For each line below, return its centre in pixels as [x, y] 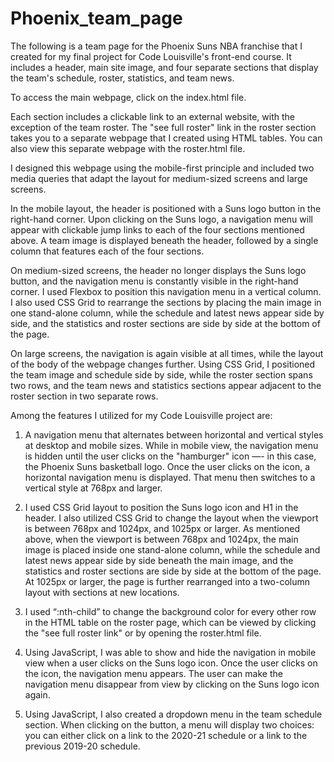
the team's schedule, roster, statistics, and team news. [122, 78]
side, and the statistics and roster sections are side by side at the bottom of [165, 323]
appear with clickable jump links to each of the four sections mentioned [157, 229]
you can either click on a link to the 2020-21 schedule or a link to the [166, 735]
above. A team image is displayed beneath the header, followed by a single [164, 240]
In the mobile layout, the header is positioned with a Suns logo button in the [166, 208]
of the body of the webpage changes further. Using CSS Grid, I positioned [163, 364]
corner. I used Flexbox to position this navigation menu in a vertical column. [166, 291]
